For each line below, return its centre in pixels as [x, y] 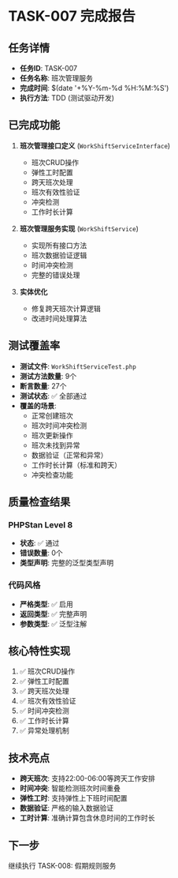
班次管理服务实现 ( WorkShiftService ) [79, 228]
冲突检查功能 [52, 475]
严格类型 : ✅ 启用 [46, 604]
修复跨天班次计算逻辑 [66, 308]
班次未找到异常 [56, 445]
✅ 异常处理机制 [44, 730]
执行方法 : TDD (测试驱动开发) [67, 98]
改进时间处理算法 [59, 318]
